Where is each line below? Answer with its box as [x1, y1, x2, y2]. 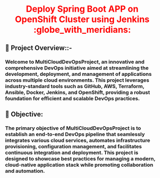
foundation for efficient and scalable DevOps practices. [5, 95, 140, 102]
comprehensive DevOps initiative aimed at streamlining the [5, 65, 149, 71]
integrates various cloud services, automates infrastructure [5, 137, 151, 144]
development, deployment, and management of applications [5, 70, 152, 77]
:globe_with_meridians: [33, 24, 131, 35]
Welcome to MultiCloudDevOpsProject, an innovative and [5, 58, 145, 65]
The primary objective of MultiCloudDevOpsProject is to [5, 125, 141, 132]
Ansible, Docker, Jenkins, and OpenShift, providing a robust [5, 89, 150, 96]
